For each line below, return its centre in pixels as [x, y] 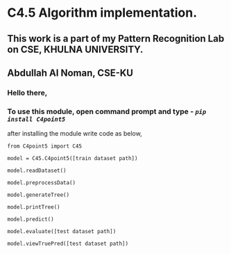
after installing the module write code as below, [75, 134]
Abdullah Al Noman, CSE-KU [70, 73]
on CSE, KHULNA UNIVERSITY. [75, 49]
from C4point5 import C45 [44, 146]
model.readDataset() [37, 171]
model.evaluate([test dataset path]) [62, 232]
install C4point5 [36, 119]
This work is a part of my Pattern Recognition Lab [116, 39]
